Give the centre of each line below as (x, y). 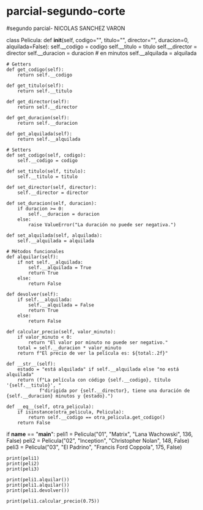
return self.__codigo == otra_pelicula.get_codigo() (97, 417)
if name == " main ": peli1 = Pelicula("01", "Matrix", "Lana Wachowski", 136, (100, 434)
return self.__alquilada (49, 139)
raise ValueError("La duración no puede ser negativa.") (102, 224)
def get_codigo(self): (35, 69)
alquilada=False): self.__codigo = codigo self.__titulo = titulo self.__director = (102, 46)
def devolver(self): (33, 294)
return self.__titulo (45, 91)
